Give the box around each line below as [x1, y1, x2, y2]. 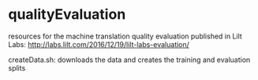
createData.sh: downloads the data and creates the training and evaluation [8, 55, 251, 64]
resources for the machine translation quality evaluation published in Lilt [8, 31, 242, 41]
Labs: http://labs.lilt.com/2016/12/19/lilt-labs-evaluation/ [8, 39, 189, 49]
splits [8, 63, 26, 72]
